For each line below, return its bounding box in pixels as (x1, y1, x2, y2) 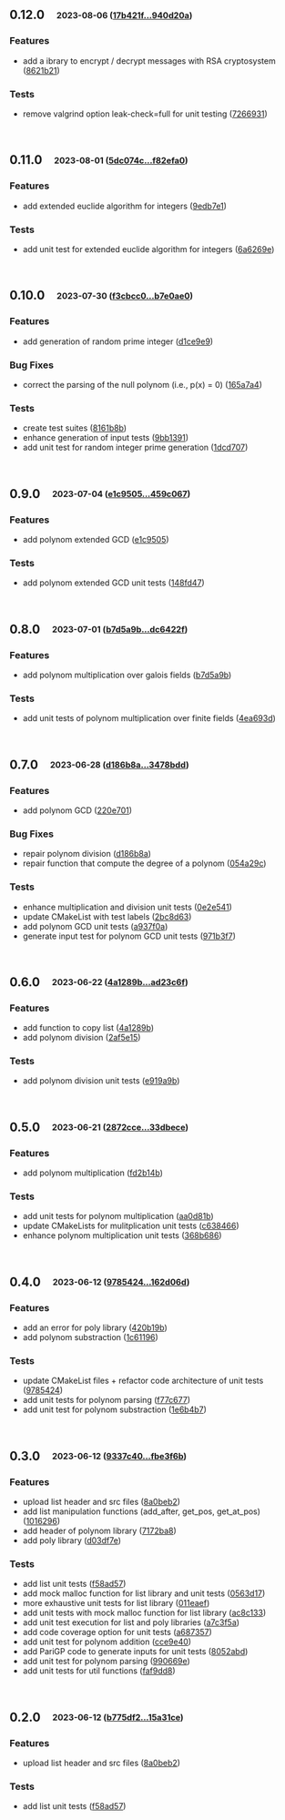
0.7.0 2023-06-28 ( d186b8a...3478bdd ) (9, 757, 189, 772)
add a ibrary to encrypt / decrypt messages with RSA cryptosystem (22, 55, 276, 66)
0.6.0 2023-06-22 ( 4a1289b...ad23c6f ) (9, 974, 188, 990)
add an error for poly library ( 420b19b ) (22, 1322, 168, 1333)
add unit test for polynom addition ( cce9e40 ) (22, 1636, 192, 1647)
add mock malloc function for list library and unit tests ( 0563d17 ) (22, 1588, 266, 1599)
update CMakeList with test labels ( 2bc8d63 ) (22, 910, 192, 922)
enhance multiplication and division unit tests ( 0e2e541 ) (22, 901, 232, 912)
